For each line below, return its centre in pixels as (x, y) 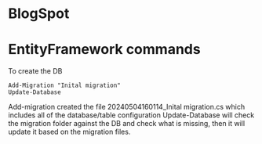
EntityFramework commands (105, 50)
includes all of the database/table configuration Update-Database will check (131, 115)
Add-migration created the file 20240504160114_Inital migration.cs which (127, 107)
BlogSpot (39, 14)
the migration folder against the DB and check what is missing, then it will (127, 124)
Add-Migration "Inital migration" (65, 86)
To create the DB (35, 71)
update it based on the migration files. (69, 132)
